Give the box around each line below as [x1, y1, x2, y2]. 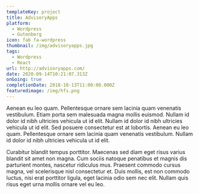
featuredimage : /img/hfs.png [6, 88, 80, 94]
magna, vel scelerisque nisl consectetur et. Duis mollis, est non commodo [6, 167, 190, 175]
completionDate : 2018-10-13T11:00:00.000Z [6, 82, 115, 89]
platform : [6, 20, 31, 26]
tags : [6, 48, 20, 55]
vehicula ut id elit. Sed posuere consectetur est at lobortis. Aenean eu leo [6, 124, 189, 131]
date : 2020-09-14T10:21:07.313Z [6, 71, 88, 77]
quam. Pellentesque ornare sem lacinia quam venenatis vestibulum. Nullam [6, 130, 194, 137]
